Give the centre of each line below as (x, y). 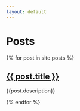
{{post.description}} (31, 91)
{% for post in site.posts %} (40, 58)
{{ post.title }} (33, 76)
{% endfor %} (23, 103)
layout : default (26, 12)
